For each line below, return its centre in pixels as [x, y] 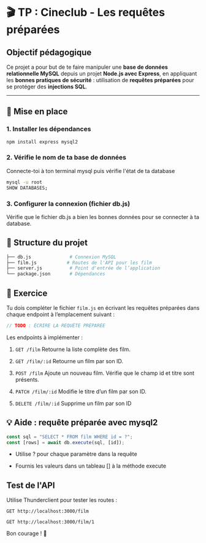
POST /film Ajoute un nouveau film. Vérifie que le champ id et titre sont [105, 373]
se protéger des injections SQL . [47, 87]
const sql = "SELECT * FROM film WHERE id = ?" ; [70, 437]
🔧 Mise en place [37, 112]
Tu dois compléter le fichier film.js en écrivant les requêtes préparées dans [103, 308]
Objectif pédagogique [49, 52]
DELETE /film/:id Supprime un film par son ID [73, 403]
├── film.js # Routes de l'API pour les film [79, 263]
